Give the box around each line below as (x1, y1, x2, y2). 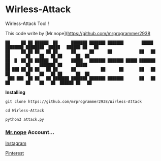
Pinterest (5, 150, 24, 156)
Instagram (5, 140, 26, 146)
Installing (5, 89, 25, 95)
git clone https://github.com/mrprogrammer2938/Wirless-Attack (5, 99, 142, 104)
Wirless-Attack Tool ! (5, 20, 49, 26)
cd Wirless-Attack (5, 108, 44, 113)
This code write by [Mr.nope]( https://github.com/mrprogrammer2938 (5, 30, 151, 36)
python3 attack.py (5, 117, 44, 122)
